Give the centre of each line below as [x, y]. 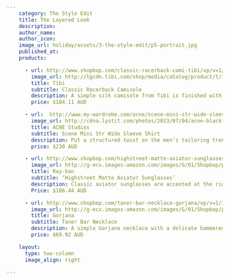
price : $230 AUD [54, 147]
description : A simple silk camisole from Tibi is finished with [127, 96]
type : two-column [49, 253]
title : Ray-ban [53, 172]
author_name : [37, 33]
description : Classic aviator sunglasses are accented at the [122, 184]
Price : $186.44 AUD [59, 190]
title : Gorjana [53, 216]
